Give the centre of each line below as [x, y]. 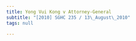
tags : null [20, 23]
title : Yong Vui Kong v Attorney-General [59, 12]
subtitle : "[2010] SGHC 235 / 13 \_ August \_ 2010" [68, 17]
